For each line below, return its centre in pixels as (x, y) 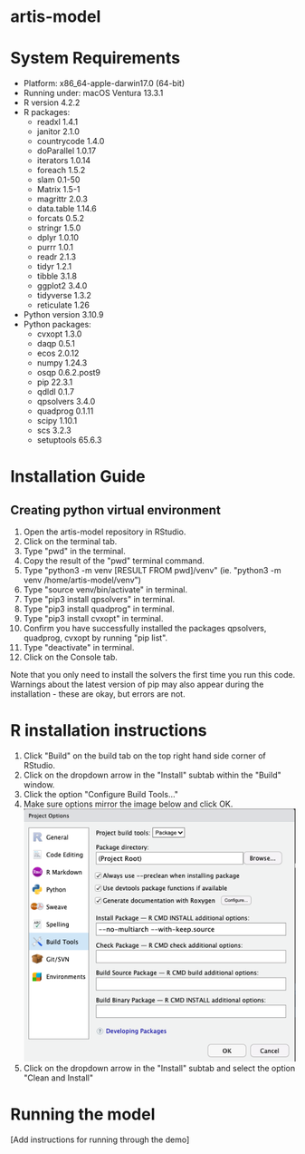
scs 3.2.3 (54, 430)
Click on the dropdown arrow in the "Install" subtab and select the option (159, 1069)
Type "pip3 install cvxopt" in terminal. (93, 619)
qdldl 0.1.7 (56, 392)
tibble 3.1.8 (57, 276)
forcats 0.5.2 (61, 219)
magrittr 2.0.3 (62, 199)
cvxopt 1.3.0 (59, 334)
